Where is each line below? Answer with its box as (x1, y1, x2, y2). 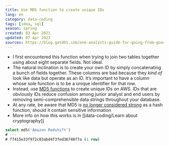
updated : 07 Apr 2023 (5, 36, 51, 41)
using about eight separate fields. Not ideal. (12, 59, 104, 65)
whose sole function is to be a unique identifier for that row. (12, 80, 136, 86)
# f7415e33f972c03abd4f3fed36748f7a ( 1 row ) (5, 136, 100, 142)
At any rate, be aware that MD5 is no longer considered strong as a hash (12, 101, 163, 108)
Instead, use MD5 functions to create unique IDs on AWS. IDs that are (12, 86, 157, 92)
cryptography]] (12, 117, 44, 123)
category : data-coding (5, 17, 53, 22)
